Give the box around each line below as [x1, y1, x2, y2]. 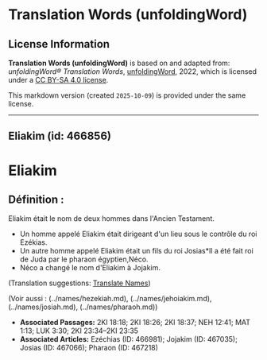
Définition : [8, 192, 64, 206]
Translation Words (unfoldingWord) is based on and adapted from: [8, 58, 230, 68]
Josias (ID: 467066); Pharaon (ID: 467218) [19, 343, 159, 353]
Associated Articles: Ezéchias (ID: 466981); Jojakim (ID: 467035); [19, 335, 238, 344]
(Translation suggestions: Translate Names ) [8, 278, 151, 288]
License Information [8, 37, 110, 51]
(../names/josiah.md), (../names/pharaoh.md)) [8, 302, 158, 312]
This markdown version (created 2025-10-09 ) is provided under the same [8, 91, 246, 100]
